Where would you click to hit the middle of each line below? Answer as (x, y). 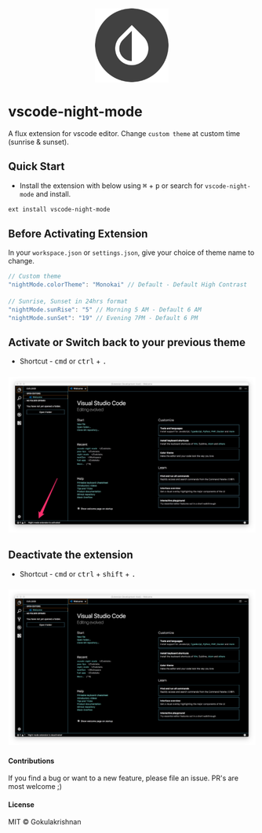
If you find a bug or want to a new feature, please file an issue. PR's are (124, 778)
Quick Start (36, 166)
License (22, 804)
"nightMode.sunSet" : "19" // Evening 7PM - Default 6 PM (103, 318)
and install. (53, 194)
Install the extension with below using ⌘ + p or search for (111, 186)
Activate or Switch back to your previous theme (127, 343)
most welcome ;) (35, 787)
